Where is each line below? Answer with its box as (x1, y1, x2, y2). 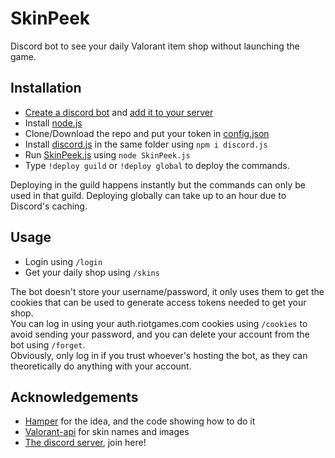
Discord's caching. (10, 200, 88, 212)
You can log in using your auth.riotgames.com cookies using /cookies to (10, 317, 308, 329)
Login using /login (24, 255, 103, 267)
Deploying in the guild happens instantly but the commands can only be (10, 178, 306, 191)
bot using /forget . (10, 338, 86, 351)
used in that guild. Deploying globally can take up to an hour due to (10, 189, 287, 201)
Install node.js (24, 117, 83, 129)
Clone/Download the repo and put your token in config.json (24, 127, 270, 139)
